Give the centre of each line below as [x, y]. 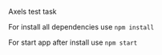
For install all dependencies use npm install [81, 27]
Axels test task [32, 12]
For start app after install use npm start [73, 42]
